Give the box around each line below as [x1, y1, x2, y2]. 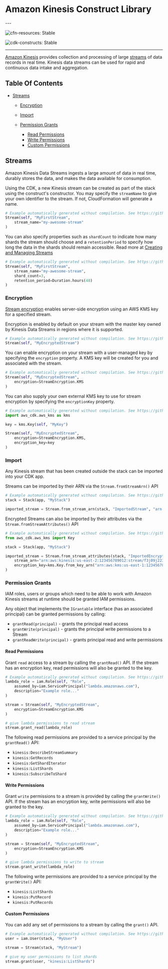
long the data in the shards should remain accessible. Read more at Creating [5, 244, 162, 250]
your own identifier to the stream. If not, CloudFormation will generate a [5, 196, 152, 202]
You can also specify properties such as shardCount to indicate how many [5, 234, 156, 240]
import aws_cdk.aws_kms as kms [5, 413, 70, 418]
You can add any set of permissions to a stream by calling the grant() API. [5, 922, 158, 928]
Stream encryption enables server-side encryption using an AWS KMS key [5, 306, 158, 312]
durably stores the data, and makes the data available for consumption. [5, 175, 152, 181]
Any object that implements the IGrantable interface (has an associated [5, 606, 153, 612]
